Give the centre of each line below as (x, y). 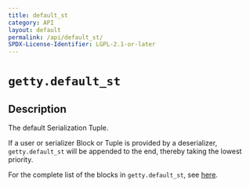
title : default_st (38, 15)
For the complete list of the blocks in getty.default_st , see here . (113, 175)
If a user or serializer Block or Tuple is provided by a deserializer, (113, 143)
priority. (21, 160)
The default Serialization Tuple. (58, 128)
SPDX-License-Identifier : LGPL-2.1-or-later (82, 45)
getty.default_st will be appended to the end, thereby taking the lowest (125, 151)
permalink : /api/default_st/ (56, 37)
